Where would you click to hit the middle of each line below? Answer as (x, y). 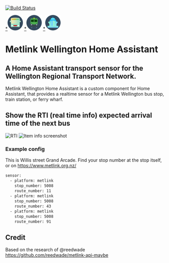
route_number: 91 (33, 222)
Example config (25, 149)
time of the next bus (38, 124)
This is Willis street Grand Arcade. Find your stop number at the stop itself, (83, 160)
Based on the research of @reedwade (45, 249)
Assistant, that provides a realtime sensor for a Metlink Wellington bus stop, (85, 94)
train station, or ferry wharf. (34, 99)
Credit (15, 237)
